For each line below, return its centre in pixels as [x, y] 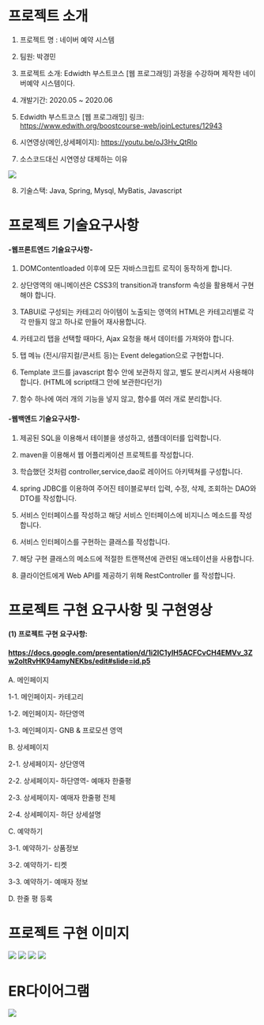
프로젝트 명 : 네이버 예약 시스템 [67, 40]
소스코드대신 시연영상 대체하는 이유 [74, 158]
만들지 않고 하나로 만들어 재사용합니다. [87, 322]
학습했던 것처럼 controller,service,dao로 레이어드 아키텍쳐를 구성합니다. [131, 471]
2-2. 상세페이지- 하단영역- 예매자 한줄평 [70, 780]
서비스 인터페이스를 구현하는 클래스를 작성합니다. [94, 541]
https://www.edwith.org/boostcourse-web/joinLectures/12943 [121, 125]
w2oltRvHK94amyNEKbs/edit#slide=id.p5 [79, 661]
